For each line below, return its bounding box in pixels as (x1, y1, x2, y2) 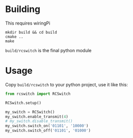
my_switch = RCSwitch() (5, 109, 55, 114)
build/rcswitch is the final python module (5, 47, 92, 53)
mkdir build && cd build (5, 30, 57, 35)
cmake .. (5, 34, 24, 39)
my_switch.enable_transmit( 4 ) (5, 114, 69, 119)
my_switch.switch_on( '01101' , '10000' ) (5, 123, 89, 128)
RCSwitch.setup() (5, 100, 42, 105)
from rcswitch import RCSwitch (5, 91, 71, 96)
